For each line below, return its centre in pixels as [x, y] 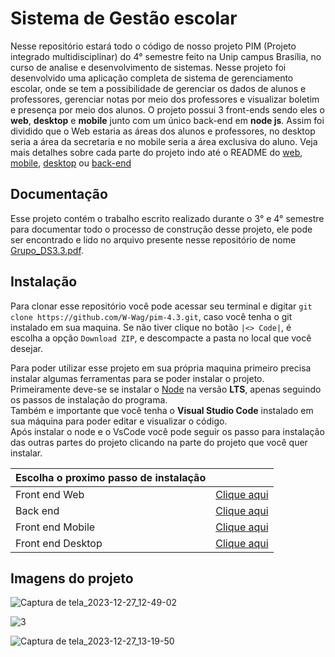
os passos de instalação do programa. [89, 399]
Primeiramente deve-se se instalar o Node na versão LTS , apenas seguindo [166, 389]
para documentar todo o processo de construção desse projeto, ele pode [161, 229]
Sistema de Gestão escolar [124, 18]
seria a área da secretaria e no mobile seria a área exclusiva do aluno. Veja [164, 141]
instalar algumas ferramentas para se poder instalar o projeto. [137, 378]
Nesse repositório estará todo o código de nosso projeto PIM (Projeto [153, 46]
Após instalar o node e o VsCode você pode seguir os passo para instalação [167, 431]
